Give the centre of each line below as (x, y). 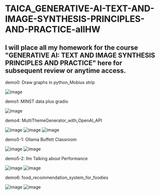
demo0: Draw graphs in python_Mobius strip (50, 82)
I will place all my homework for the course (72, 47)
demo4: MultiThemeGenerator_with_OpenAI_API (54, 120)
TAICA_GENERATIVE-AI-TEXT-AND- (80, 9)
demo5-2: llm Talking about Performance (46, 158)
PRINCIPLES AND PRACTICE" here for (64, 63)
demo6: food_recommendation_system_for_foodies (57, 178)
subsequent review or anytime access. (66, 70)
